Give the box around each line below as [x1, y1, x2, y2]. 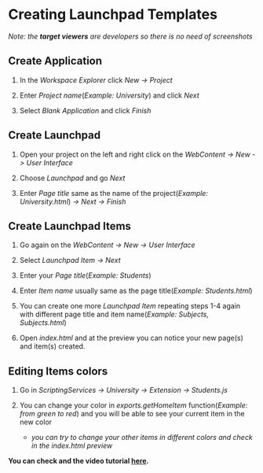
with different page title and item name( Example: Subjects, [19, 309, 210, 320]
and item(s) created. [19, 342, 86, 351]
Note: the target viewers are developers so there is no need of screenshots [8, 31, 253, 41]
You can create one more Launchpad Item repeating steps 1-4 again [19, 301, 241, 311]
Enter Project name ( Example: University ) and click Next [19, 91, 200, 100]
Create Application [8, 54, 103, 68]
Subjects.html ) [19, 318, 67, 327]
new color [19, 417, 53, 427]
